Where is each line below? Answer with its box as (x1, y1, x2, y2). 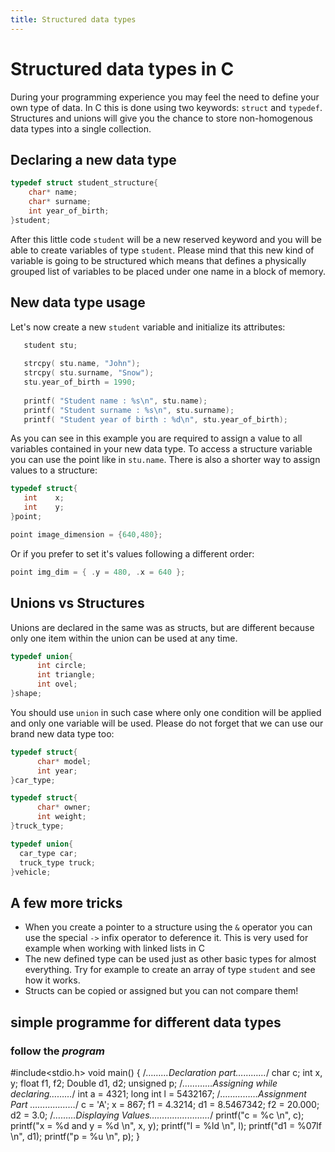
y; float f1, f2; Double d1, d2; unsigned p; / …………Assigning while (10, 1077, 278, 1089)
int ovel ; (36, 679, 78, 690)
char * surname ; (28, 197, 92, 207)
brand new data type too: (10, 727, 115, 740)
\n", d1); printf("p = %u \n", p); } (10, 1130, 140, 1142)
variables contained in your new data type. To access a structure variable (10, 443, 313, 455)
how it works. (24, 974, 81, 986)
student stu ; (23, 340, 78, 350)
